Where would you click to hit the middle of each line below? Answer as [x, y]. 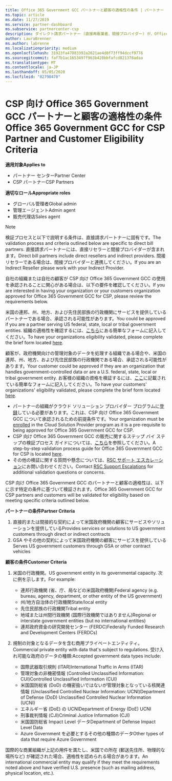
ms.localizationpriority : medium [41, 48]
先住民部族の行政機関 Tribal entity [55, 608]
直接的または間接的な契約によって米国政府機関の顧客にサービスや [82, 522]
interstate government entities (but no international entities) [83, 620]
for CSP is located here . [38, 454]
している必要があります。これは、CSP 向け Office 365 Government [88, 412]
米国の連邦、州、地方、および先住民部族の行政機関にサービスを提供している [86, 312]
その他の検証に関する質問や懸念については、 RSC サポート [74, 460]
